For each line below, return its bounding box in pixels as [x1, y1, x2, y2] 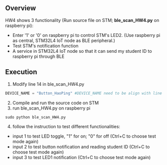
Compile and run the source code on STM [12, 100, 99, 106]
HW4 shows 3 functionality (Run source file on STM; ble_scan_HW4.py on [5, 17, 159, 23]
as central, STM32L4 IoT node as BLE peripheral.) [12, 37, 115, 43]
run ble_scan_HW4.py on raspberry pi [12, 105, 91, 111]
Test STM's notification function [12, 42, 79, 49]
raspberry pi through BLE [12, 53, 65, 59]
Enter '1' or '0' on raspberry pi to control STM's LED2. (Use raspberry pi [12, 32, 160, 38]
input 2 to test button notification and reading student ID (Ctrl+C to [12, 144, 150, 150]
